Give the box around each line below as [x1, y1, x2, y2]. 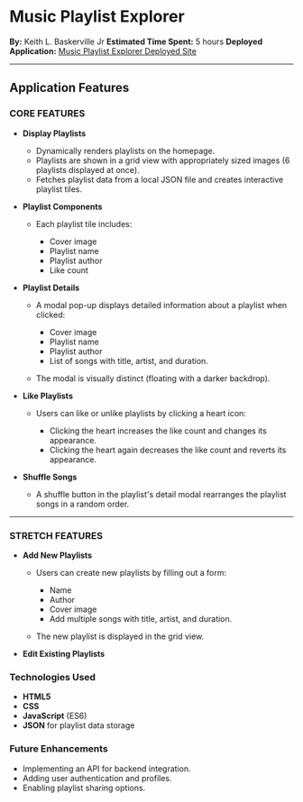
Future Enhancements [9, 743, 108, 755]
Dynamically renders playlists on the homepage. [35, 145, 216, 156]
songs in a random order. [35, 498, 130, 509]
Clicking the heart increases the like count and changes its [49, 425, 268, 436]
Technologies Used [9, 670, 96, 683]
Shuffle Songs [22, 471, 78, 482]
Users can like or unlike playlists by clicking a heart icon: [35, 407, 246, 418]
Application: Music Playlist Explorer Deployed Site [9, 45, 197, 56]
